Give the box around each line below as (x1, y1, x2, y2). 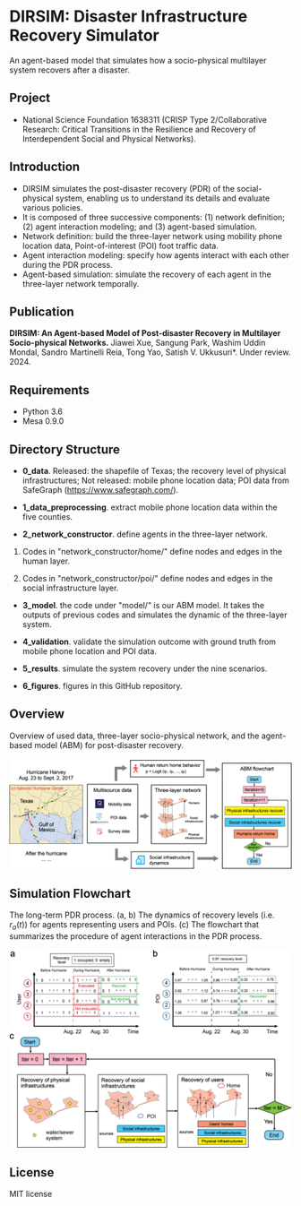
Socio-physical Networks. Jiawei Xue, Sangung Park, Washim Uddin (9, 338, 266, 349)
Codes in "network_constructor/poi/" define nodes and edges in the (21, 573, 273, 583)
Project (9, 90, 51, 106)
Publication (9, 304, 74, 319)
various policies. (21, 202, 83, 212)
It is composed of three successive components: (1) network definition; (21, 211, 285, 222)
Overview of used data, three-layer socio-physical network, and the (9, 730, 260, 741)
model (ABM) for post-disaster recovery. (34, 739, 184, 750)
